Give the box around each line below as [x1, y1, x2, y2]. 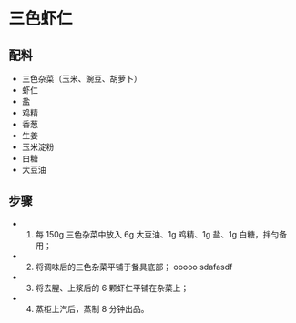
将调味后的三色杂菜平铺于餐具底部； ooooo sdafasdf [35, 261, 233, 272]
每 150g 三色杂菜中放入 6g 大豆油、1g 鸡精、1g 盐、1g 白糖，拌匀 [35, 228, 280, 239]
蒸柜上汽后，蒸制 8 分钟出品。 [35, 303, 149, 314]
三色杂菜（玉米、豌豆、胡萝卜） [21, 74, 142, 84]
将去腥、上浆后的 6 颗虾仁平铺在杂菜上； [35, 282, 189, 293]
